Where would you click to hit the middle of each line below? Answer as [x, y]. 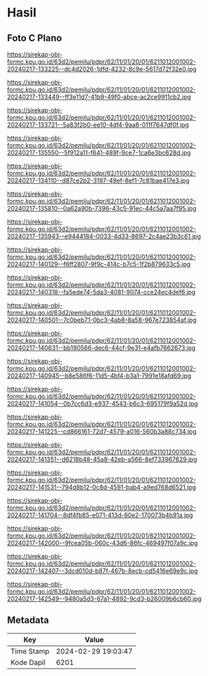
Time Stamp [30, 651]
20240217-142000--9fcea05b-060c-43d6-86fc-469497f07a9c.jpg [103, 543]
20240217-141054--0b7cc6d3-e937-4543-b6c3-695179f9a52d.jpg [103, 404]
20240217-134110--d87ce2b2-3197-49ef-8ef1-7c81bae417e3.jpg [99, 180]
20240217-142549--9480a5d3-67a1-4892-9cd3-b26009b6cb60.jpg [104, 599]
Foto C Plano [35, 38]
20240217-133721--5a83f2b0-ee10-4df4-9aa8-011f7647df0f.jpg [98, 125]
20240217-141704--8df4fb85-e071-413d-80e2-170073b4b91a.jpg [100, 515]
